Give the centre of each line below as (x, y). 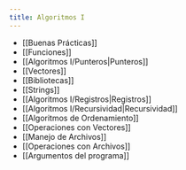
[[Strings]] (41, 89)
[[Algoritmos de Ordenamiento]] (80, 118)
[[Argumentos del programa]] (76, 155)
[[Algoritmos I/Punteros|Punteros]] (85, 61)
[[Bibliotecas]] (48, 80)
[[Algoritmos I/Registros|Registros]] (87, 99)
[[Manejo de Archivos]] (64, 136)
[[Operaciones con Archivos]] (76, 146)
